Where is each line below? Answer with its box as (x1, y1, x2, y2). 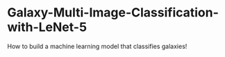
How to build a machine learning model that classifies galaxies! (7, 42, 187, 50)
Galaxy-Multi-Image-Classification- (7, 5, 219, 21)
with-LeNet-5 (7, 19, 87, 35)
